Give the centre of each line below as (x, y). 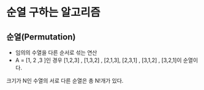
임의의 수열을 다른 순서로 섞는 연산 (56, 53)
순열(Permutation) (41, 37)
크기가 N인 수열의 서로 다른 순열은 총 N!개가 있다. (65, 81)
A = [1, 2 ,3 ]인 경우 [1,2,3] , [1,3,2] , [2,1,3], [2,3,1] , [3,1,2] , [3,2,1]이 (98, 60)
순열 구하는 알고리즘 (54, 12)
